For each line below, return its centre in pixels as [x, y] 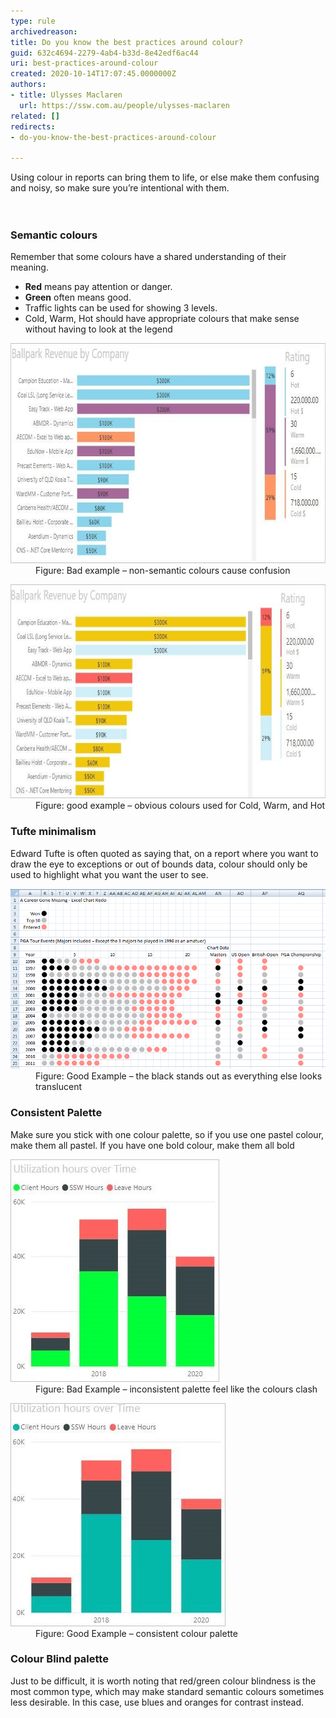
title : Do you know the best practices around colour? [127, 42]
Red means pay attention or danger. [98, 287]
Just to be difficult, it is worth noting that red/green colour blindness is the [163, 1681]
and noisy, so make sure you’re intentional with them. [120, 188]
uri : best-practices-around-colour [84, 63]
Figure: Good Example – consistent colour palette [136, 1633]
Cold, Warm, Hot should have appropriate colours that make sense [162, 319]
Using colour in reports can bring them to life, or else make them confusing [165, 177]
